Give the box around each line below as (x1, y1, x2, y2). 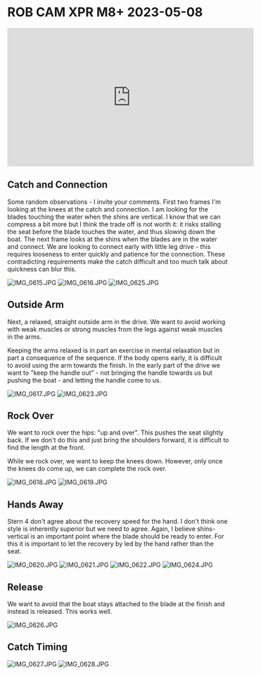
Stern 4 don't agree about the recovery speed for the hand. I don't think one (7, 517, 228, 526)
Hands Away (7, 499, 64, 510)
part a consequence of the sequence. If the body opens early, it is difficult (7, 353, 222, 362)
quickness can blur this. (7, 264, 77, 273)
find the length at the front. (7, 444, 86, 452)
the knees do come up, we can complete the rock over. (7, 465, 167, 473)
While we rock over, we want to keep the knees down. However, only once (7, 457, 223, 465)
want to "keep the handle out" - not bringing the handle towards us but (7, 368, 213, 377)
